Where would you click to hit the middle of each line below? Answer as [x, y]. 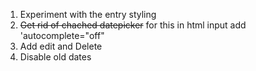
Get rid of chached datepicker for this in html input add [133, 25]
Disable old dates [55, 57]
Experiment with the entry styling [88, 14]
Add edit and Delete [61, 46]
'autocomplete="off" [62, 35]
